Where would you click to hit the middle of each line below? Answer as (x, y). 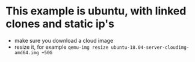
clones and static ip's (60, 24)
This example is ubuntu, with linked (96, 11)
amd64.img (27, 52)
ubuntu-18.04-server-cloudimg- (150, 47)
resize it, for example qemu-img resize (61, 47)
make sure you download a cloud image (64, 40)
